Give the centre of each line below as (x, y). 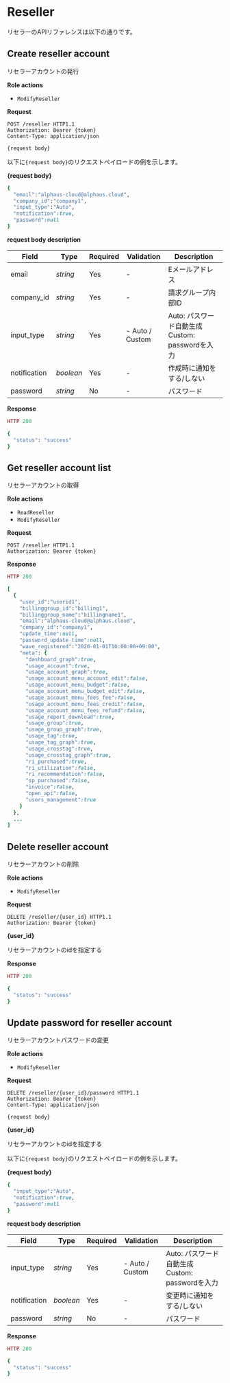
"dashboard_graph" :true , (61, 659)
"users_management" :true (61, 800)
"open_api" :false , (51, 794)
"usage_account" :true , (57, 666)
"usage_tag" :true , (51, 736)
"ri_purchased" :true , (56, 762)
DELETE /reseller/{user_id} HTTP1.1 (59, 917)
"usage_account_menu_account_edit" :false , (87, 678)
